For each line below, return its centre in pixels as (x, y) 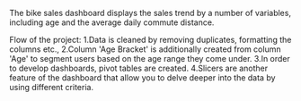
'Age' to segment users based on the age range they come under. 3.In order (150, 59)
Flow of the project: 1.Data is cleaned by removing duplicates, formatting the (150, 40)
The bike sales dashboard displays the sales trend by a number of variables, (150, 13)
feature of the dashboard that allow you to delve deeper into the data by (142, 78)
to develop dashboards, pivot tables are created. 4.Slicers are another (139, 68)
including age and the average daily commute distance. (112, 22)
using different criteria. (52, 87)
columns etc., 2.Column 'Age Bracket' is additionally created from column (145, 49)
